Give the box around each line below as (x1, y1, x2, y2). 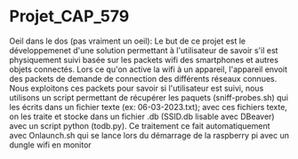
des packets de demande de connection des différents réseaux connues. (9, 73, 278, 83)
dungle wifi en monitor (9, 139, 92, 150)
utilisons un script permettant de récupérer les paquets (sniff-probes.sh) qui (9, 91, 289, 103)
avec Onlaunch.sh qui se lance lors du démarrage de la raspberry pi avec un (9, 130, 289, 140)
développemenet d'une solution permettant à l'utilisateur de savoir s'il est (9, 44, 278, 55)
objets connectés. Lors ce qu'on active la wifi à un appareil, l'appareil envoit (9, 64, 287, 75)
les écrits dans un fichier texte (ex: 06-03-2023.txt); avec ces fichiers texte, (9, 101, 287, 112)
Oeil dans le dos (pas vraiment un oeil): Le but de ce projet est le (9, 36, 246, 46)
